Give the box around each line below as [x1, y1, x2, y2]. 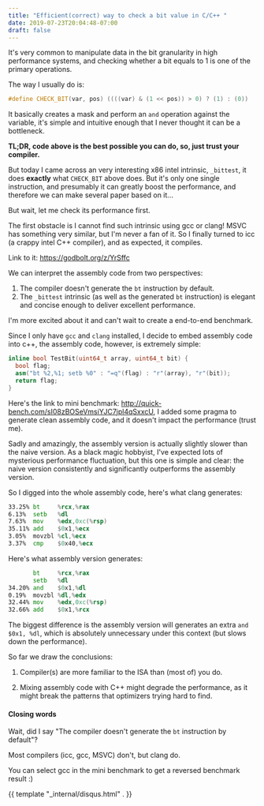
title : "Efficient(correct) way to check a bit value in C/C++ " [8, 11, 227, 20]
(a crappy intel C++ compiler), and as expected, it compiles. [8, 238, 203, 247]
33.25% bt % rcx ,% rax [8, 503, 90, 511]
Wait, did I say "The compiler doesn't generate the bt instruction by [8, 727, 227, 737]
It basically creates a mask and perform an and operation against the [8, 110, 230, 119]
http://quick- [121, 398, 162, 407]
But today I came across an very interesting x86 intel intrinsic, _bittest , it [8, 165, 247, 174]
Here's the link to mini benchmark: [8, 398, 120, 407]
